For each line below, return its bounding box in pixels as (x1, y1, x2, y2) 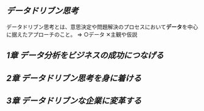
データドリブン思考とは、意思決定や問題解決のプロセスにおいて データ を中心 (6, 23, 199, 30)
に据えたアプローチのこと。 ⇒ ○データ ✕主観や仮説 (6, 30, 138, 38)
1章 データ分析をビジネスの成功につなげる (6, 51, 164, 61)
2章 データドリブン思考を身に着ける (6, 73, 142, 84)
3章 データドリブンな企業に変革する (6, 95, 142, 106)
